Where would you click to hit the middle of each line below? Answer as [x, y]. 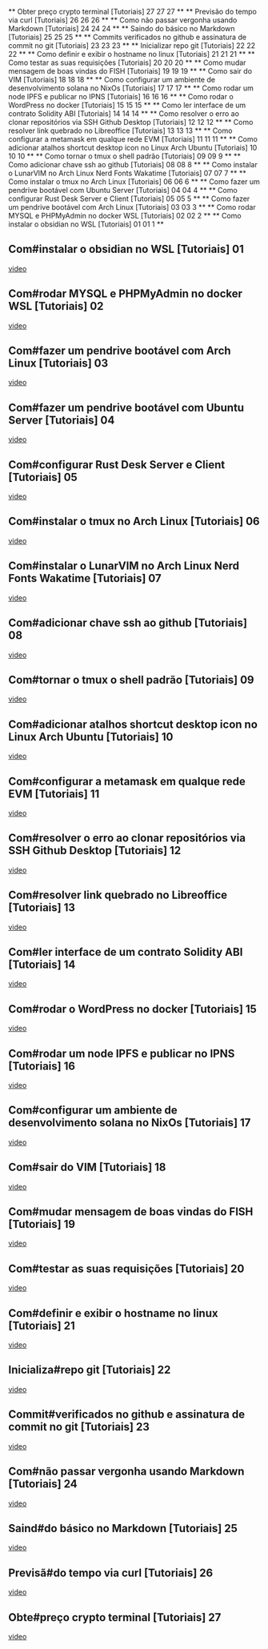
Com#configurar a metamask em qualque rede [127, 781]
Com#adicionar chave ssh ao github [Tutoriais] [128, 623]
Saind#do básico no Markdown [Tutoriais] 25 [123, 1528]
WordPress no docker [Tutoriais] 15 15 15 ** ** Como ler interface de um [127, 105]
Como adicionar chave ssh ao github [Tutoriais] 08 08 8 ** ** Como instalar [133, 164]
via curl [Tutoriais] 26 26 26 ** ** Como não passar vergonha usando [123, 20]
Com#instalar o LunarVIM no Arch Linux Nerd [124, 566]
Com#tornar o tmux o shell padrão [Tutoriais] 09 [131, 680]
